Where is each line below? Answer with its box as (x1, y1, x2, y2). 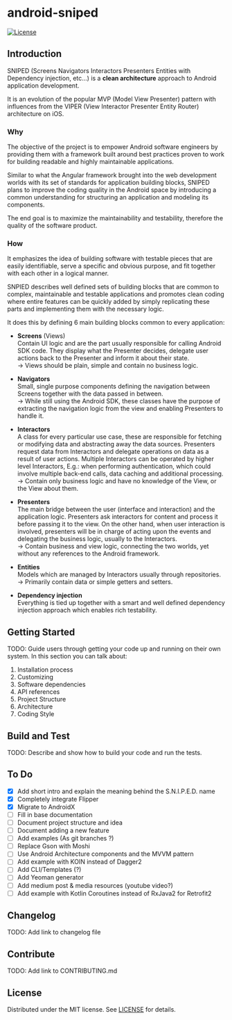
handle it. (17, 412, 44, 420)
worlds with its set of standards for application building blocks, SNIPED (7, 179, 210, 187)
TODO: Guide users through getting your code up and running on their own (7, 645, 222, 653)
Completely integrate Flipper (17, 795, 99, 803)
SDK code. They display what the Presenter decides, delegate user (17, 346, 209, 355)
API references (17, 688, 60, 696)
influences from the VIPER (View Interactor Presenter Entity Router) (7, 102, 199, 111)
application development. (7, 81, 80, 90)
